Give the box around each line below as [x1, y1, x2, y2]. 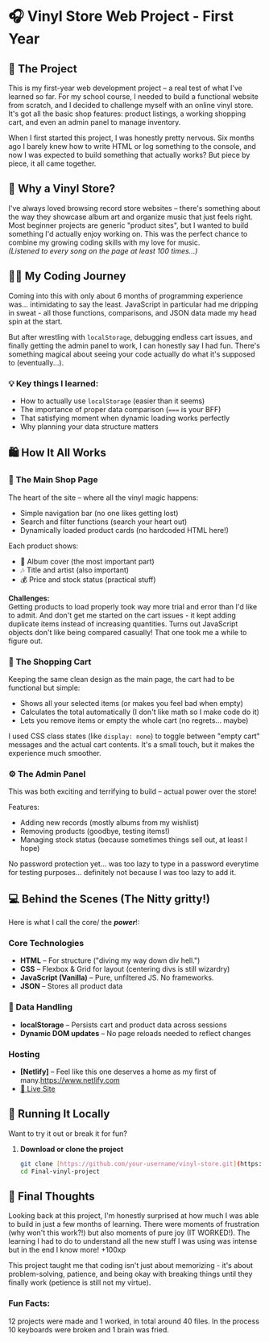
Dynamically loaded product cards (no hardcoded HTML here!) [19, 525, 230, 535]
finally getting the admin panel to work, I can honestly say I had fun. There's [8, 341, 260, 350]
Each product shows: [8, 541, 79, 551]
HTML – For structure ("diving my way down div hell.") [19, 956, 201, 965]
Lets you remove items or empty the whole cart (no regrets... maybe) [19, 715, 249, 725]
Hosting [8, 1048, 40, 1059]
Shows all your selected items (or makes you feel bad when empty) [19, 698, 244, 708]
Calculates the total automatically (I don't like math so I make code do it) [19, 707, 260, 716]
